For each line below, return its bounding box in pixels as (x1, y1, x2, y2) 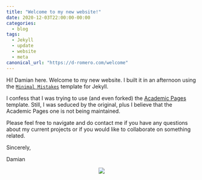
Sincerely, (6, 144, 31, 151)
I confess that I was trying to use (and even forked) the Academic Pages (6, 95, 186, 102)
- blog (11, 25, 28, 32)
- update (11, 43, 34, 49)
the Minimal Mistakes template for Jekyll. (6, 82, 109, 90)
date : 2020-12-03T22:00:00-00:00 (6, 15, 91, 21)
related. (6, 132, 25, 139)
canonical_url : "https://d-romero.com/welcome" (6, 59, 129, 65)
